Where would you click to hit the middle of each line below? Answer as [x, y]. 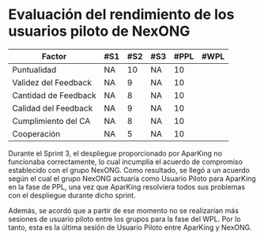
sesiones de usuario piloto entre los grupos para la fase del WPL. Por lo [124, 219]
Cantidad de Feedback [54, 95]
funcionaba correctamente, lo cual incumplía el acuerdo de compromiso [126, 161]
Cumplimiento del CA [51, 121]
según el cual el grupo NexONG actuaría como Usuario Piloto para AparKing [132, 178]
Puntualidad [34, 69]
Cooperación [36, 133]
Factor [54, 56]
